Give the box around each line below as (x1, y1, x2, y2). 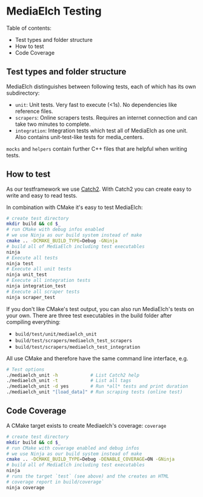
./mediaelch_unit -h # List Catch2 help (6, 372, 139, 378)
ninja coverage (6, 484, 45, 490)
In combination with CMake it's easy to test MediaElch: (6, 204, 144, 211)
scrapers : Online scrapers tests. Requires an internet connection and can (15, 114, 198, 121)
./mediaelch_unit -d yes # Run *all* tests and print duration (6, 383, 188, 389)
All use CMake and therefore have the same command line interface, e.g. (6, 354, 188, 362)
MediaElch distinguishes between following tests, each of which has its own (6, 83, 196, 90)
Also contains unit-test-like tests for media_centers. (15, 133, 144, 140)
